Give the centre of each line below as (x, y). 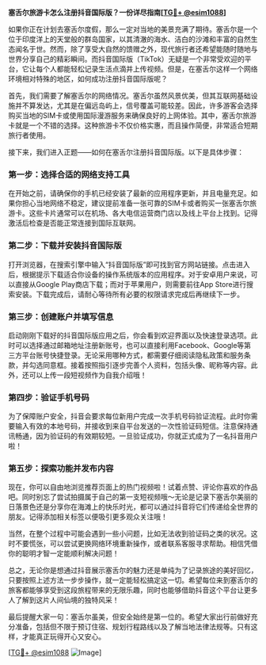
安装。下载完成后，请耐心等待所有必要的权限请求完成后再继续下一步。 (129, 294)
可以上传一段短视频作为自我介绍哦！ (88, 375)
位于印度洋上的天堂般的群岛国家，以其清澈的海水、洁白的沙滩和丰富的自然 (129, 39)
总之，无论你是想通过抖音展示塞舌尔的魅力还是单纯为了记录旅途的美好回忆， (133, 571)
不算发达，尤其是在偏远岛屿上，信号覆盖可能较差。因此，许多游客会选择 (140, 105)
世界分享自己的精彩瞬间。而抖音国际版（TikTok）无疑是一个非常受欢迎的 (127, 59)
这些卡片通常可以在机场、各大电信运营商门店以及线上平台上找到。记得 (143, 213)
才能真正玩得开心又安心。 (63, 636)
